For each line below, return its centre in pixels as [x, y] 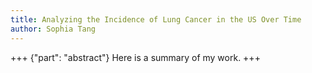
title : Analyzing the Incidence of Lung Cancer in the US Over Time [156, 19]
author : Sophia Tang [53, 29]
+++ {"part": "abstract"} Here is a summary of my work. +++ [135, 57]
